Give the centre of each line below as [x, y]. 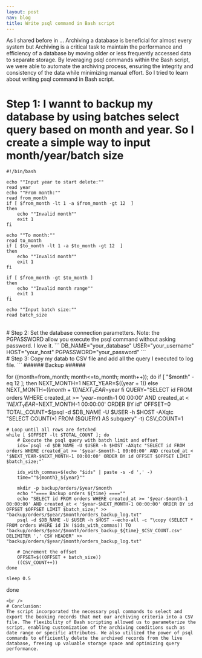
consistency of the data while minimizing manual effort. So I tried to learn [97, 73]
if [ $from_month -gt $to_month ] [50, 278]
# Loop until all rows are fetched [51, 430]
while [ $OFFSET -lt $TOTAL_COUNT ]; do [58, 435]
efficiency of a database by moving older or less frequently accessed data [99, 53]
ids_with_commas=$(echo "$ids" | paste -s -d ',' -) [85, 472]
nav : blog [19, 18]
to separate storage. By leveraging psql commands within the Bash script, [98, 60]
